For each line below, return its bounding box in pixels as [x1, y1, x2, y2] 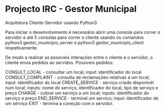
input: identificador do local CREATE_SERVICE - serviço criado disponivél [5, 80, 154, 85]
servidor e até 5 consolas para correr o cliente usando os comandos [5, 34, 144, 40]
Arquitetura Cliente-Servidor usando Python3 [5, 20, 97, 26]
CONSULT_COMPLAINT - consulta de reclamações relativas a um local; [5, 74, 150, 80]
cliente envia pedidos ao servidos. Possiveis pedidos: [5, 59, 114, 65]
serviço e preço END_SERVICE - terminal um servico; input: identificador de [5, 95, 159, 101]
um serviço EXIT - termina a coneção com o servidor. [5, 100, 114, 106]
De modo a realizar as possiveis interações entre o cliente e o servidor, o [5, 54, 153, 60]
